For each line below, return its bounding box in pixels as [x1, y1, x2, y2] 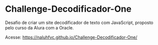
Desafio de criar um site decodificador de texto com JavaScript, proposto [5, 20, 154, 25]
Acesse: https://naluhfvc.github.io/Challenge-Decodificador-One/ [5, 34, 137, 40]
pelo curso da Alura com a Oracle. [5, 24, 74, 30]
